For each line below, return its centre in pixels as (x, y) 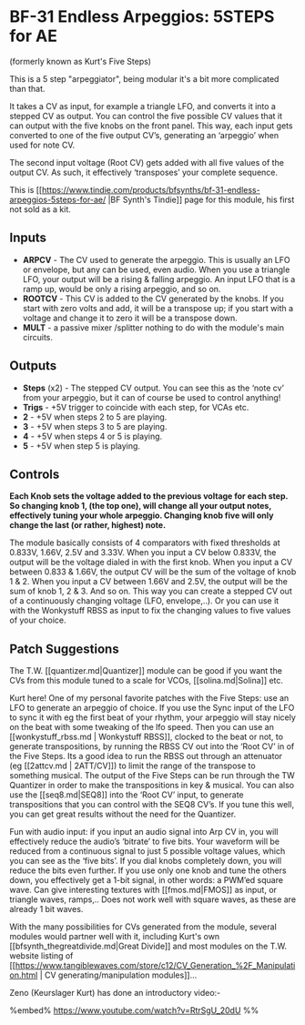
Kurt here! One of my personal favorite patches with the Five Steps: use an (149, 698)
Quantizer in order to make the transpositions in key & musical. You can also (152, 786)
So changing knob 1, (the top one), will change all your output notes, (140, 506)
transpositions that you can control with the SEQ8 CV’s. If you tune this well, (152, 805)
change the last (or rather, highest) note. (88, 525)
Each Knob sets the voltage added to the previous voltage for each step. (149, 496)
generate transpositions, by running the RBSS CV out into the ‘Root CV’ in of (152, 746)
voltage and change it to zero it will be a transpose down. (130, 318)
